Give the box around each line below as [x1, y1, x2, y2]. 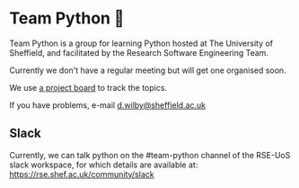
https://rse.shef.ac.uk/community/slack [9, 168, 154, 179]
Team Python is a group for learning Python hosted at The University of [9, 38, 274, 49]
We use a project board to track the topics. [9, 82, 168, 93]
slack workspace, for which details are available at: [9, 159, 198, 170]
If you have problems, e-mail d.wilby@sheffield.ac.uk [9, 99, 207, 111]
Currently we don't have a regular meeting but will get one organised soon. [9, 65, 286, 76]
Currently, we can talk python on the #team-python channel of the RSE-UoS [9, 149, 291, 160]
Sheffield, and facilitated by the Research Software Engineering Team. [9, 47, 269, 58]
